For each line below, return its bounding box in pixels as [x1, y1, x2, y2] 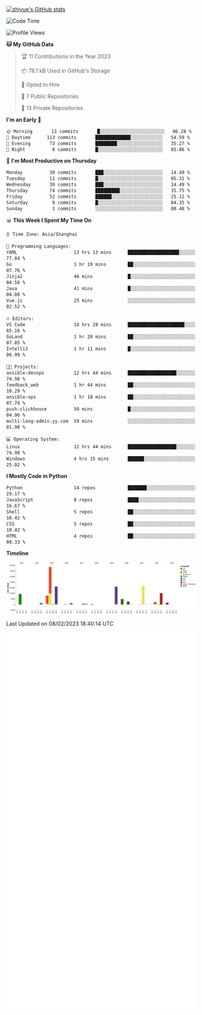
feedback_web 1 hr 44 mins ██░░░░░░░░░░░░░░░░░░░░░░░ [6, 382, 196, 388]
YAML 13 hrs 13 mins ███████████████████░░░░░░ [6, 250, 196, 256]
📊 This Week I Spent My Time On [6, 217, 92, 224]
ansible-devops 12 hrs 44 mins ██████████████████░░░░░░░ [6, 370, 196, 376]
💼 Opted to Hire [21, 81, 60, 88]
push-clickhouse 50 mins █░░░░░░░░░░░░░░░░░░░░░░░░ [6, 406, 196, 412]
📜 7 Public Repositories [21, 93, 79, 99]
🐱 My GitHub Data [6, 41, 54, 48]
